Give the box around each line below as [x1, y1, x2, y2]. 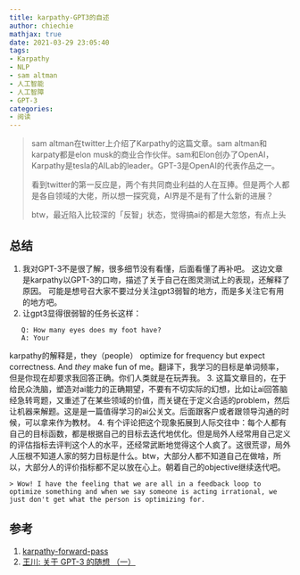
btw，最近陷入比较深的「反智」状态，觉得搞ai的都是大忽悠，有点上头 [30, 209, 287, 220]
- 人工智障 [9, 87, 45, 96]
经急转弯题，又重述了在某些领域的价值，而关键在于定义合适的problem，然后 [9, 394, 290, 406]
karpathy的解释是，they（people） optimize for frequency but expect [9, 349, 265, 361]
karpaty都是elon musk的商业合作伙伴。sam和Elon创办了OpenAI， [30, 149, 274, 160]
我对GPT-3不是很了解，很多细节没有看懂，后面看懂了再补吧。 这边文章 [21, 263, 284, 274]
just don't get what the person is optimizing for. [9, 495, 205, 504]
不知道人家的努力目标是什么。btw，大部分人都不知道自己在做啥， [32, 450, 274, 461]
